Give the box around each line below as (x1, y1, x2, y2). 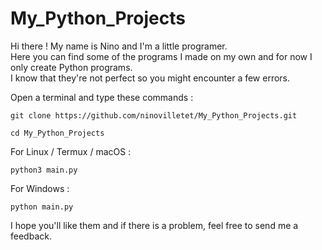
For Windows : (10, 182, 70, 194)
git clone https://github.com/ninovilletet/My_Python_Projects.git (10, 110, 298, 121)
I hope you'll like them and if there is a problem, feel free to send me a (10, 219, 299, 231)
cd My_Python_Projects (10, 128, 105, 138)
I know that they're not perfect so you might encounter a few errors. (10, 72, 291, 84)
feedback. (10, 230, 52, 242)
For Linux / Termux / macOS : (10, 145, 132, 157)
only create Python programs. (10, 61, 133, 73)
